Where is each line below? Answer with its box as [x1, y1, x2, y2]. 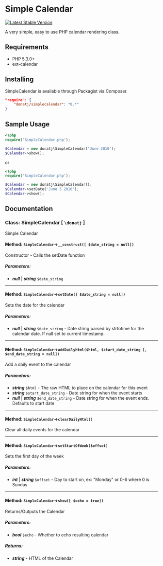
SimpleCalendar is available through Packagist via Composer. [5, 88, 128, 94]
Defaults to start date [12, 400, 55, 407]
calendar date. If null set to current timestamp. [12, 331, 105, 336]
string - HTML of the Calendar [12, 555, 74, 561]
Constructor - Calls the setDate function [5, 252, 85, 258]
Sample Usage [5, 120, 50, 128]
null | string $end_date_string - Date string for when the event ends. [12, 395, 149, 401]
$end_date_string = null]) [5, 352, 60, 356]
